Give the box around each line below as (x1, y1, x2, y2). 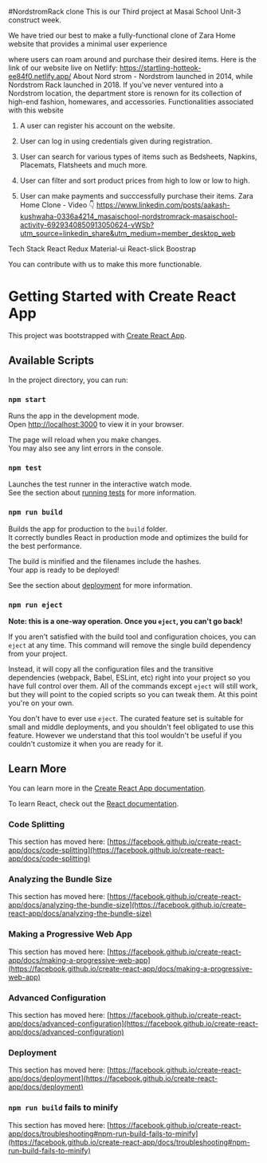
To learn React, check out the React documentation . (8, 798, 179, 808)
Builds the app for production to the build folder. (8, 524, 168, 534)
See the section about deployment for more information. (8, 580, 193, 589)
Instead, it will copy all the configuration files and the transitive (8, 664, 214, 673)
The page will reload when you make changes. (8, 435, 162, 445)
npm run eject (8, 600, 63, 609)
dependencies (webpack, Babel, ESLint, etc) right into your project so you (8, 672, 251, 682)
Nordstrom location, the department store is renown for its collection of (8, 89, 242, 98)
